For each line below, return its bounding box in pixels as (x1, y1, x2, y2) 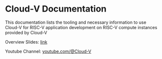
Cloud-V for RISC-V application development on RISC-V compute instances (5, 24, 158, 30)
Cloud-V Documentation (5, 3, 107, 15)
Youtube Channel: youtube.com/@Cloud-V (5, 48, 92, 54)
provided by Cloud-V (5, 29, 48, 35)
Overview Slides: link (5, 39, 48, 44)
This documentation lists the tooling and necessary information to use (5, 19, 146, 25)
